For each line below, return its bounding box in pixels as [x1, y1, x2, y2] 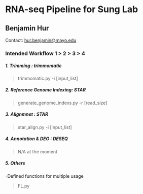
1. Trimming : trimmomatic [5, 62, 62, 69]
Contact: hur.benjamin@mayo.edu [5, 37, 77, 43]
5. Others [5, 160, 25, 166]
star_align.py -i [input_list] [17, 124, 72, 130]
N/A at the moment [17, 148, 57, 154]
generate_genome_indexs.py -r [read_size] [17, 100, 108, 106]
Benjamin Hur [5, 24, 49, 33]
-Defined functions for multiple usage [5, 173, 84, 179]
